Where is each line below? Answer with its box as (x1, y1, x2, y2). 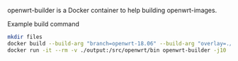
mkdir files (7, 33, 42, 40)
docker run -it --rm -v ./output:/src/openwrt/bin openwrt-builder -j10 (7, 46, 227, 54)
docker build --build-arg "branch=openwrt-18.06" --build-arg (7, 40, 195, 47)
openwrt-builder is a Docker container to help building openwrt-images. (7, 6, 217, 14)
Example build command (7, 20, 80, 28)
